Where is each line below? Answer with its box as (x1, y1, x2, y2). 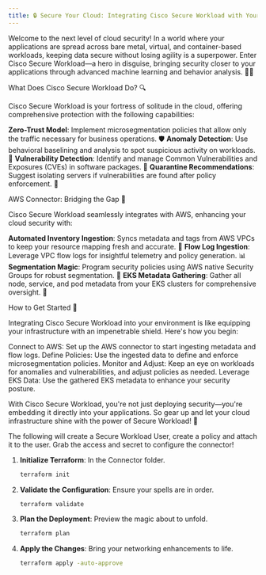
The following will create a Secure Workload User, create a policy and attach (8, 431, 257, 440)
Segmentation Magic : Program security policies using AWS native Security (8, 262, 254, 272)
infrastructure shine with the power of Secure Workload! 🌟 (8, 416, 199, 425)
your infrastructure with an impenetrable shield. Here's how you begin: (8, 326, 239, 336)
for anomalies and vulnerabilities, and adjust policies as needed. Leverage (8, 367, 250, 376)
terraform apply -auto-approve (19, 559, 123, 567)
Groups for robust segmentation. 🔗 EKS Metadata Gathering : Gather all (8, 270, 241, 280)
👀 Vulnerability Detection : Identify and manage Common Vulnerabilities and (8, 154, 258, 163)
